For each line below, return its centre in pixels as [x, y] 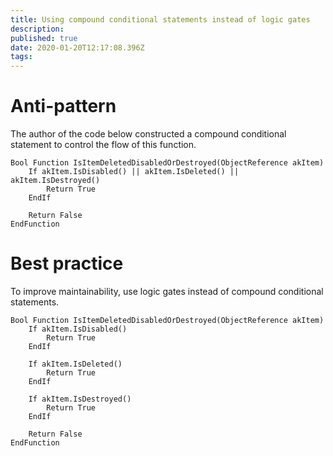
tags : [21, 57]
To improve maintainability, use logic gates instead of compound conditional [167, 291]
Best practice [67, 263]
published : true [44, 38]
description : [37, 29]
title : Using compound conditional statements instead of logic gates [160, 19]
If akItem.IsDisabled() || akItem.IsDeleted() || [134, 172]
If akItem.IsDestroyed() [80, 399]
